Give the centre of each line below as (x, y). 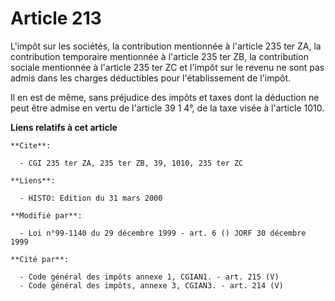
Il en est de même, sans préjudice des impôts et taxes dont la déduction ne (165, 97)
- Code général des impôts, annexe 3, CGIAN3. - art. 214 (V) (151, 285)
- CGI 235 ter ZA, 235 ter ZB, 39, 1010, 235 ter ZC (131, 163)
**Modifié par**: (46, 215)
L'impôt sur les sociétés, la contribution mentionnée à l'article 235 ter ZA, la (166, 46)
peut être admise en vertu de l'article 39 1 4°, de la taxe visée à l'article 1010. (167, 108)
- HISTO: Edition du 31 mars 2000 (91, 198)
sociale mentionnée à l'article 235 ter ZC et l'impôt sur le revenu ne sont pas (167, 67)
